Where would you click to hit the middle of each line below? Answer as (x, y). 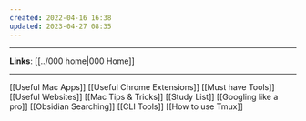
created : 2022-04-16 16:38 (61, 18)
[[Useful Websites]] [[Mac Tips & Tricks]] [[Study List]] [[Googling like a (144, 96)
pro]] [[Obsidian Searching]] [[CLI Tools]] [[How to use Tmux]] (127, 106)
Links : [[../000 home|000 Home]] (72, 61)
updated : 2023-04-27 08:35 (61, 26)
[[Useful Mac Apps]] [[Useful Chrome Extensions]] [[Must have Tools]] (142, 86)
